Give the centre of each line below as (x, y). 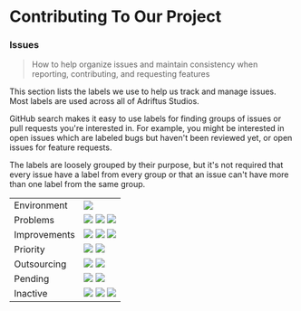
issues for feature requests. (61, 147)
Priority (29, 250)
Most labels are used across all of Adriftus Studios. (104, 101)
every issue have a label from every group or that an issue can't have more (149, 174)
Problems (34, 221)
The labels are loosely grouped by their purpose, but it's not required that (146, 165)
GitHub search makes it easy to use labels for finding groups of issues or (146, 118)
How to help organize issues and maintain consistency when (145, 64)
